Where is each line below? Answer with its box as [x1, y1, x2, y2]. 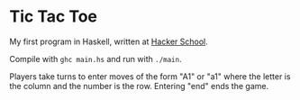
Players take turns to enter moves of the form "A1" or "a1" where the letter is [9, 70, 291, 82]
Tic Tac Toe [9, 6, 97, 27]
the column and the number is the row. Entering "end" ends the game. [9, 80, 268, 91]
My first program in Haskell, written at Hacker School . [9, 36, 209, 47]
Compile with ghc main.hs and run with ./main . [9, 53, 182, 64]
